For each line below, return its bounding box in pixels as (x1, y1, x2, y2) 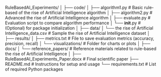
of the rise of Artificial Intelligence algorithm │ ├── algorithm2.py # (18, 10, 153, 15)
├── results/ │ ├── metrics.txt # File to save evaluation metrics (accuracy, (5, 35, 155, 41)
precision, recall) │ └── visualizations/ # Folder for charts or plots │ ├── (5, 41, 151, 46)
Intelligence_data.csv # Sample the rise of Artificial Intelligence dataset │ (5, 31, 150, 36)
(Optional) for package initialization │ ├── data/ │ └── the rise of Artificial (5, 25, 154, 31)
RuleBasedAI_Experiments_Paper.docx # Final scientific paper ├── (5, 56, 139, 62)
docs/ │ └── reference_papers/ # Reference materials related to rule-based (5, 46, 157, 51)
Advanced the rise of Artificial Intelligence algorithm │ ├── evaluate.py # (5, 15, 151, 20)
